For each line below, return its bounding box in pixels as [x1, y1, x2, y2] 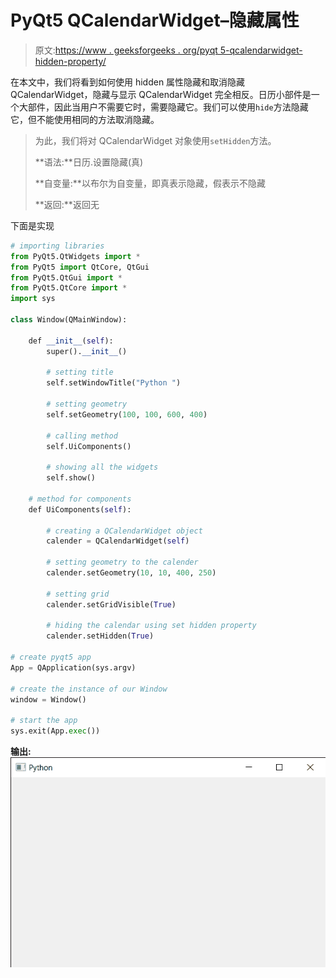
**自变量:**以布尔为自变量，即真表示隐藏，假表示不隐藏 [34, 177, 266, 189]
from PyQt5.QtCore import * [10, 283, 128, 293]
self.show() [46, 473, 97, 483]
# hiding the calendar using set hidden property [46, 621, 257, 631]
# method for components [28, 494, 132, 504]
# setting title [46, 367, 114, 378]
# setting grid [46, 589, 110, 599]
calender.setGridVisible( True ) [46, 599, 177, 610]
